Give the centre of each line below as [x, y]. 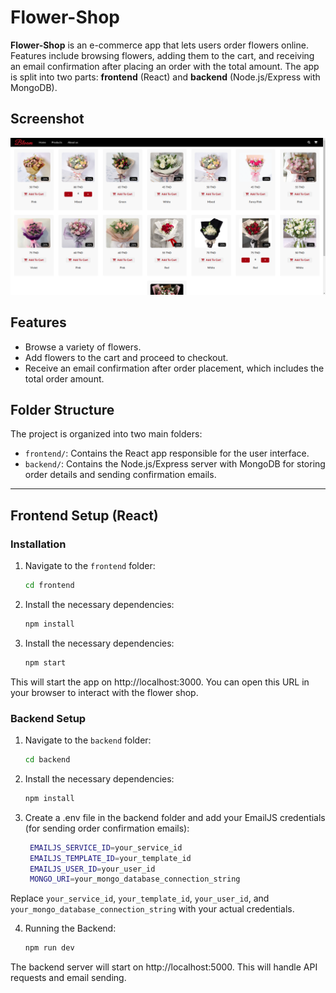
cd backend [47, 760]
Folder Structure [62, 409]
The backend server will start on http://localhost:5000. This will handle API [164, 967]
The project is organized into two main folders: [106, 434]
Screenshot [47, 119]
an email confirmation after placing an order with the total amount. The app [165, 66]
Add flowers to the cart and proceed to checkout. [126, 357]
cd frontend [49, 586]
